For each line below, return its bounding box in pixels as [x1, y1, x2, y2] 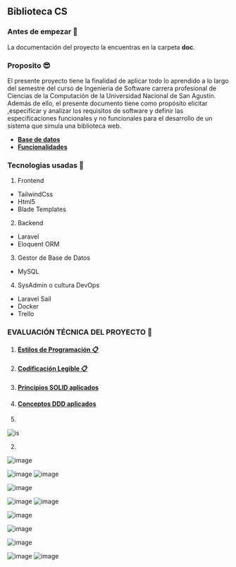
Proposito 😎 [7, 60, 51, 70]
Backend [17, 219, 44, 227]
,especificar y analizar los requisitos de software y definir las [7, 106, 184, 115]
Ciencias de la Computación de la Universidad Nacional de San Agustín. [7, 91, 216, 100]
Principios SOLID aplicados [17, 383, 99, 391]
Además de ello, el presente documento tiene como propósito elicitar [7, 99, 208, 107]
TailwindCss [17, 190, 54, 198]
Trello [17, 310, 35, 318]
